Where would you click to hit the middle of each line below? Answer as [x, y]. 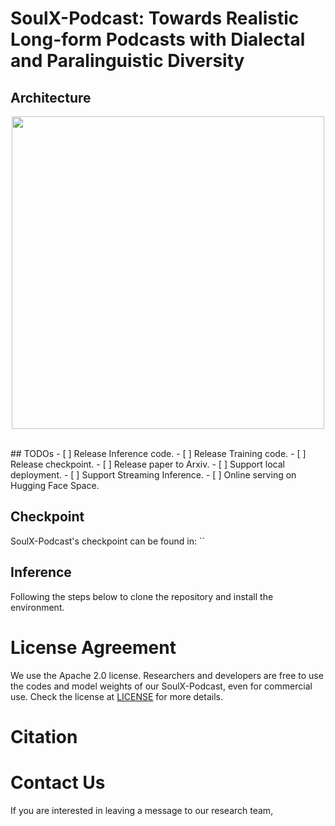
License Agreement [93, 647]
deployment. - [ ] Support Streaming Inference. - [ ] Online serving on [153, 475]
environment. [37, 607]
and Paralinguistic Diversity [127, 61]
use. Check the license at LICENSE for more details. [116, 696]
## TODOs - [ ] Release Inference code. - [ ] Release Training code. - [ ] [158, 453]
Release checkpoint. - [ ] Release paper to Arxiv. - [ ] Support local [147, 464]
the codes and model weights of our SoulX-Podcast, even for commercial [161, 686]
